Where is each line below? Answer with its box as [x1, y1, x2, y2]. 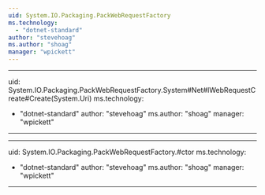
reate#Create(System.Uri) [8, 94, 92, 103]
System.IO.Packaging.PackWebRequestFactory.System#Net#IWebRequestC [8, 86, 256, 94]
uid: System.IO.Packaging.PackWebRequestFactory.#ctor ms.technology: [8, 147, 247, 156]
